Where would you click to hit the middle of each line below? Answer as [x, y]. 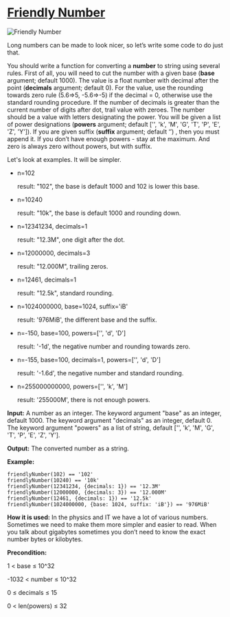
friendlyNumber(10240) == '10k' [53, 480]
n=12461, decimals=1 [47, 280]
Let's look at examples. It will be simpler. [64, 159]
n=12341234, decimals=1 [52, 226]
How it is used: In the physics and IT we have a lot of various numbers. [107, 517]
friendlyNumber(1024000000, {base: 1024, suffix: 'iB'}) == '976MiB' [109, 504]
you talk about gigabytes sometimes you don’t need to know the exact [106, 532]
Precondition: [27, 552]
